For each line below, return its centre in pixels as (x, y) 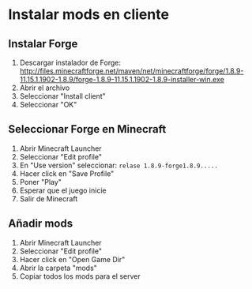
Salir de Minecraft (49, 198)
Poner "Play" (40, 182)
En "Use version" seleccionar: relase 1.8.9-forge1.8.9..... (119, 165)
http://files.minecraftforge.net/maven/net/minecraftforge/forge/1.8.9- (132, 71)
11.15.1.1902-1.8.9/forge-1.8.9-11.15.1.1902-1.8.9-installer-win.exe (122, 79)
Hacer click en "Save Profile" (67, 173)
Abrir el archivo (45, 88)
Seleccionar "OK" (48, 105)
